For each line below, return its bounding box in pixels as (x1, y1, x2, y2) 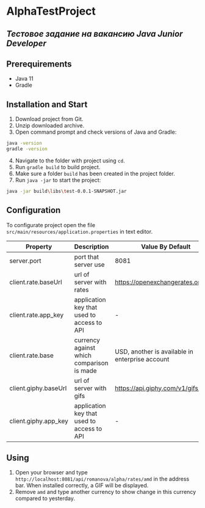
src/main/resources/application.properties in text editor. (6, 228, 153, 235)
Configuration (6, 205, 61, 216)
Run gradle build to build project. (15, 163, 101, 170)
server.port (9, 256, 41, 265)
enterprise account (115, 355, 170, 363)
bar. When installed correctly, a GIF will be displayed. (15, 482, 149, 489)
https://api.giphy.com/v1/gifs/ (115, 383, 201, 392)
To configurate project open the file (6, 221, 96, 228)
